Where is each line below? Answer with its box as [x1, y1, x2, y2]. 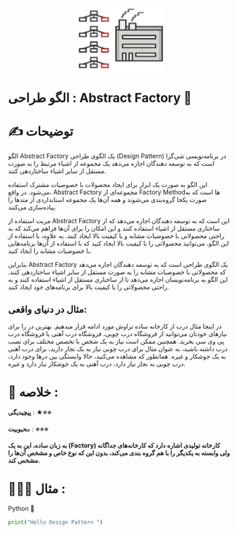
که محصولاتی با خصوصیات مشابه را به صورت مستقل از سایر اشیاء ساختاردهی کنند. [8, 268, 226, 277]
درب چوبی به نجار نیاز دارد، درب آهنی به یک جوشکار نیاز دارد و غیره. [8, 359, 186, 368]
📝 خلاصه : [8, 384, 59, 400]
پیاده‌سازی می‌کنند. [8, 203, 57, 212]
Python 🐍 [8, 504, 35, 513]
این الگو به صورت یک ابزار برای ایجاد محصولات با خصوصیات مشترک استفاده [8, 181, 207, 189]
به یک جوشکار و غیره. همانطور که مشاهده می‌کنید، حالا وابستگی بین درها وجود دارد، [8, 352, 226, 360]
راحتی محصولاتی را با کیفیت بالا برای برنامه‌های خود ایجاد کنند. [8, 283, 169, 292]
